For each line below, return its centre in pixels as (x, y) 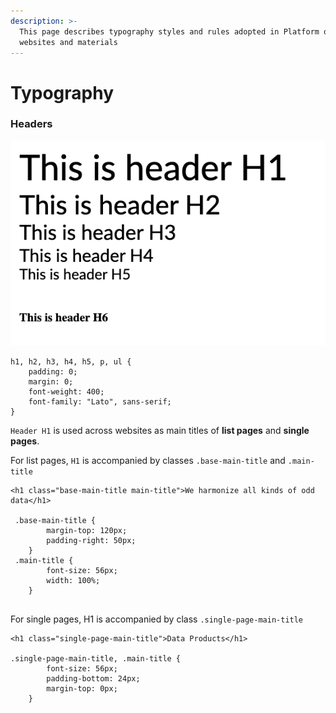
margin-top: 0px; (82, 688)
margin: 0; (51, 381)
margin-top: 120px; (87, 530)
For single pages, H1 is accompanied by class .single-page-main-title (157, 619)
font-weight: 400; (66, 391)
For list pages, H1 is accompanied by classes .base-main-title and (148, 460)
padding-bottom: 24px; (93, 678)
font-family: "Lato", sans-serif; (100, 401)
